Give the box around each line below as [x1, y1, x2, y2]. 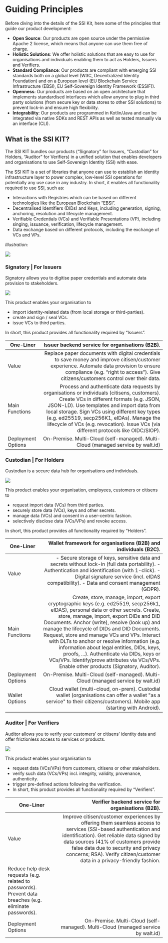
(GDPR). [141, 586, 160, 593]
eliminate [7, 902, 29, 909]
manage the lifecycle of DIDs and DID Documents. [43, 625, 160, 632]
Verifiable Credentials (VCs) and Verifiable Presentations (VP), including [12, 216, 161, 222]
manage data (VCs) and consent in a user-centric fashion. [12, 513, 132, 519]
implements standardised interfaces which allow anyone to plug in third [12, 94, 159, 100]
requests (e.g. [7, 871, 40, 878]
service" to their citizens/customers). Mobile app [45, 698, 160, 705]
